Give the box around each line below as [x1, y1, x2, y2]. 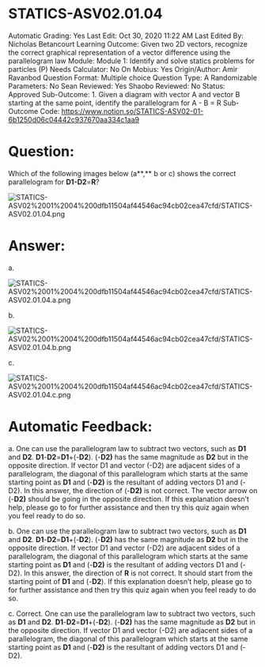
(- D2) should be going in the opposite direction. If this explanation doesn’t [8, 494, 249, 503]
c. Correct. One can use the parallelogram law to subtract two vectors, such [8, 609, 256, 618]
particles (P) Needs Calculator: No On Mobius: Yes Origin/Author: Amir [8, 64, 238, 73]
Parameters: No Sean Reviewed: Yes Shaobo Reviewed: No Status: [8, 81, 225, 91]
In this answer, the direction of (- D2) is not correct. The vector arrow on [23, 485, 258, 495]
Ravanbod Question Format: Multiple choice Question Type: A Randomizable [8, 73, 257, 82]
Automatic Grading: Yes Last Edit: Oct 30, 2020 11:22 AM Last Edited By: [8, 31, 244, 40]
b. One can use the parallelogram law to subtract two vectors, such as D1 [8, 526, 247, 536]
